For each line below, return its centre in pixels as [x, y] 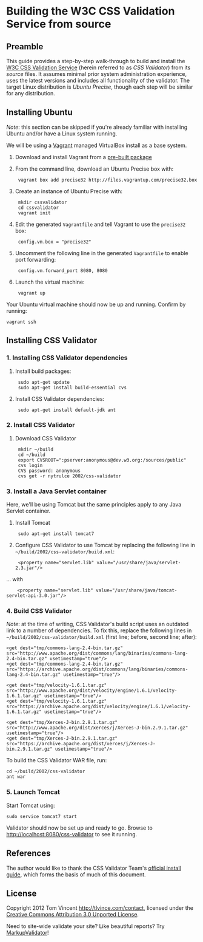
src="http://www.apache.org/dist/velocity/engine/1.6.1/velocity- [92, 691]
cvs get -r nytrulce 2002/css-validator [70, 476]
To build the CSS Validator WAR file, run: [57, 760]
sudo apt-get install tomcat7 [56, 534]
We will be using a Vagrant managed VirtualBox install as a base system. [97, 145]
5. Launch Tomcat [33, 792]
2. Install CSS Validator [41, 425]
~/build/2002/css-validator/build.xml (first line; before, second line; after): [101, 637]
